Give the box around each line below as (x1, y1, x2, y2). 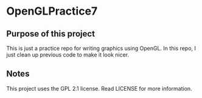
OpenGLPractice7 (6, 4, 98, 18)
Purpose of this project (6, 29, 96, 39)
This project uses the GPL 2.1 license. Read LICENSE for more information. (6, 85, 193, 92)
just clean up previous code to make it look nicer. (6, 51, 130, 58)
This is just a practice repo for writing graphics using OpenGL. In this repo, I (6, 44, 197, 52)
